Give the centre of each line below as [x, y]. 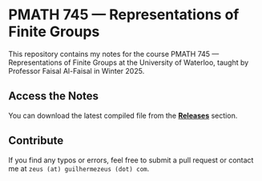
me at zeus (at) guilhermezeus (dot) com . [79, 168]
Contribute [36, 141]
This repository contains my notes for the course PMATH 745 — [114, 54]
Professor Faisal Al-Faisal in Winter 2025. [77, 70]
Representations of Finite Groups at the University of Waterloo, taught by [129, 62]
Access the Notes [53, 97]
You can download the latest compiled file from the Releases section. [123, 115]
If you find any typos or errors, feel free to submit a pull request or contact [131, 160]
